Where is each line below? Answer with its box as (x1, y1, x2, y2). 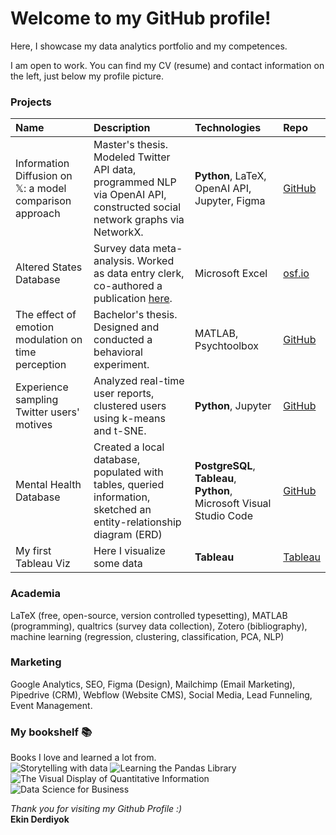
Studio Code (194, 509, 253, 523)
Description (93, 121, 151, 135)
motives (15, 418, 53, 432)
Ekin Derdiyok (10, 813, 70, 826)
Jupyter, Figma (194, 194, 266, 208)
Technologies (194, 121, 262, 135)
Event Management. (10, 699, 93, 711)
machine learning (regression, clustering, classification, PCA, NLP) (10, 630, 285, 642)
